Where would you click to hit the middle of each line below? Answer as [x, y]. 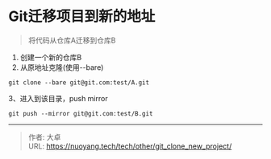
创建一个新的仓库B [51, 57]
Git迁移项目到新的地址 [82, 16]
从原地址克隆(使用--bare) [62, 67]
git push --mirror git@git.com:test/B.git [81, 113]
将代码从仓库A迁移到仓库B [72, 40]
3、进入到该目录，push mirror [58, 98]
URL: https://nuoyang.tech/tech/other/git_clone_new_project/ [130, 146]
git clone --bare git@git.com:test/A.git [79, 82]
